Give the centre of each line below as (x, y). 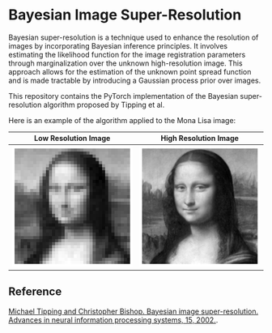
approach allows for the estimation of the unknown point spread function (130, 71)
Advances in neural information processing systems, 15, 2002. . (113, 320)
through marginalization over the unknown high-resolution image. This (125, 63)
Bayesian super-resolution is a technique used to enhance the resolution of (134, 37)
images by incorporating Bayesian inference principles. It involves (118, 45)
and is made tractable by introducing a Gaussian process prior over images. (135, 80)
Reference (35, 292)
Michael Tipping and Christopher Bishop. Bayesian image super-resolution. (134, 311)
